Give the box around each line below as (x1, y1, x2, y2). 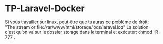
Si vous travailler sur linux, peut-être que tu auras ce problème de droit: (5, 19, 149, 25)
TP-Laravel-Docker (5, 3, 85, 14)
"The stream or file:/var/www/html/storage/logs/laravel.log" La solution (5, 24, 149, 29)
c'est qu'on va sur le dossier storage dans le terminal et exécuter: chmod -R (5, 29, 158, 35)
